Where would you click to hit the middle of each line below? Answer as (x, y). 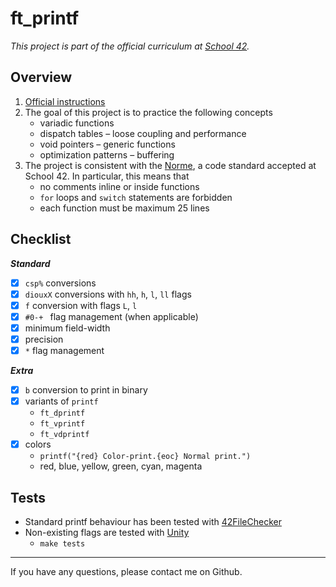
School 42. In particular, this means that (107, 176)
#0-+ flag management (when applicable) (111, 316)
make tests (62, 544)
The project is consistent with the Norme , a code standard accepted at (170, 165)
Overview (41, 77)
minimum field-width (67, 328)
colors (38, 444)
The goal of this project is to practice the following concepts (148, 112)
